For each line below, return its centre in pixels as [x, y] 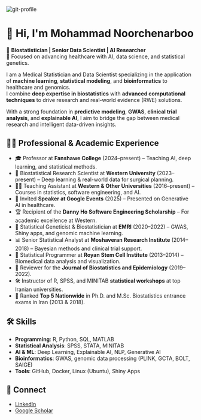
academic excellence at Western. [56, 220]
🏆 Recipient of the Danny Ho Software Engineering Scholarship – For [102, 211]
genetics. [18, 62]
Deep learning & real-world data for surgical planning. [107, 179]
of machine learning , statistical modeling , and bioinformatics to [87, 80]
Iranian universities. [39, 289]
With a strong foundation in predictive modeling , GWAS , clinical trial [92, 112]
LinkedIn [25, 404]
